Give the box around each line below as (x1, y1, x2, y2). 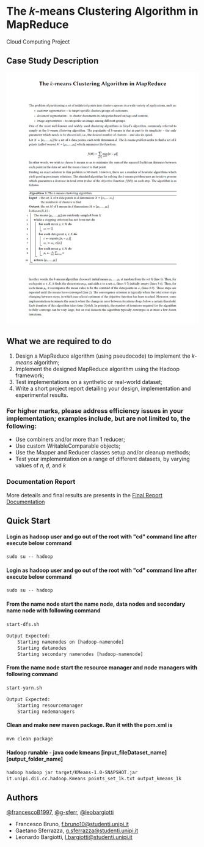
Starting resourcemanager (17, 702, 84, 709)
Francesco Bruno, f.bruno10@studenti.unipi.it (15, 821, 129, 828)
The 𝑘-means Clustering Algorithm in (6, 4, 199, 18)
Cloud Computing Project (6, 38, 70, 45)
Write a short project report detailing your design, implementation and (15, 385, 191, 392)
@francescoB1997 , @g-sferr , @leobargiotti (6, 808, 114, 816)
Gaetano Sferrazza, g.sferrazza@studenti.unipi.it (15, 827, 139, 834)
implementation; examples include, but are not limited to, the (6, 414, 191, 423)
